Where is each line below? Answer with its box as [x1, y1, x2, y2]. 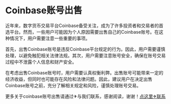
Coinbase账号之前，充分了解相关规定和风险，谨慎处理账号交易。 [5, 82, 141, 88]
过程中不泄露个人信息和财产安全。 [5, 59, 77, 65]
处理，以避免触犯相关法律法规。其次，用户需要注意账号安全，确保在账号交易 [5, 52, 166, 59]
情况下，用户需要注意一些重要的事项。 [9, 35, 90, 41]
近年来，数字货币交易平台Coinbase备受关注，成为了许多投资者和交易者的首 [5, 22, 164, 29]
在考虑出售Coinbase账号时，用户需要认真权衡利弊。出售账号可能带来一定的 [5, 69, 164, 75]
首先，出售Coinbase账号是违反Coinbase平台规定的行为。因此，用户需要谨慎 [5, 46, 165, 52]
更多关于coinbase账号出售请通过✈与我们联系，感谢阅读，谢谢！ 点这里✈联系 [5, 93, 166, 99]
